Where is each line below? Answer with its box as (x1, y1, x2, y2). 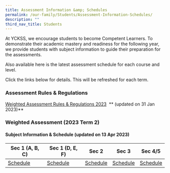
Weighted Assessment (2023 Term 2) (5, 119, 100, 126)
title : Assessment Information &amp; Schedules (5, 7, 108, 13)
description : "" (5, 17, 39, 22)
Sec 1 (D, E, (49, 144, 78, 151)
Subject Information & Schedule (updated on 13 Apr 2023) (5, 131, 130, 137)
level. (5, 67, 17, 73)
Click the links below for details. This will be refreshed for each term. (5, 77, 149, 83)
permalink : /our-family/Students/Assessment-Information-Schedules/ (5, 12, 153, 17)
